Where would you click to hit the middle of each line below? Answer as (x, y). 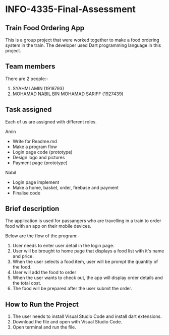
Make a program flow (35, 147)
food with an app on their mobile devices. (48, 226)
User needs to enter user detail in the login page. (63, 246)
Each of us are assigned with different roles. (51, 121)
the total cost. (27, 283)
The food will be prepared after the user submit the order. (72, 289)
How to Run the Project (42, 304)
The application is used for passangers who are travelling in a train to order (83, 221)
